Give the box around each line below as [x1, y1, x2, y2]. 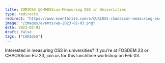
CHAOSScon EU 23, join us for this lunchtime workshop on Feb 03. [5, 52, 140, 58]
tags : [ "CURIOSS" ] [5, 34, 43, 39]
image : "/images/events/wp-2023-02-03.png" [5, 20, 96, 26]
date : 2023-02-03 [5, 25, 41, 30]
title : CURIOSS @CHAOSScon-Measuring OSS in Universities [5, 7, 126, 12]
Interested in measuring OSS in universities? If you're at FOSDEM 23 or [5, 47, 149, 53]
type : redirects [5, 12, 38, 16]
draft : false [5, 30, 32, 34]
